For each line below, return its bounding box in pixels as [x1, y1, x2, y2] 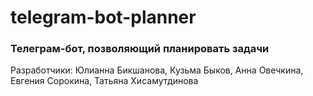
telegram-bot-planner [10, 6, 197, 29]
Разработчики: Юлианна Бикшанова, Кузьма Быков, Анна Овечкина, [10, 64, 304, 76]
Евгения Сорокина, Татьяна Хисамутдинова [10, 75, 199, 87]
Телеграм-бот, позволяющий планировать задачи [10, 42, 270, 56]
